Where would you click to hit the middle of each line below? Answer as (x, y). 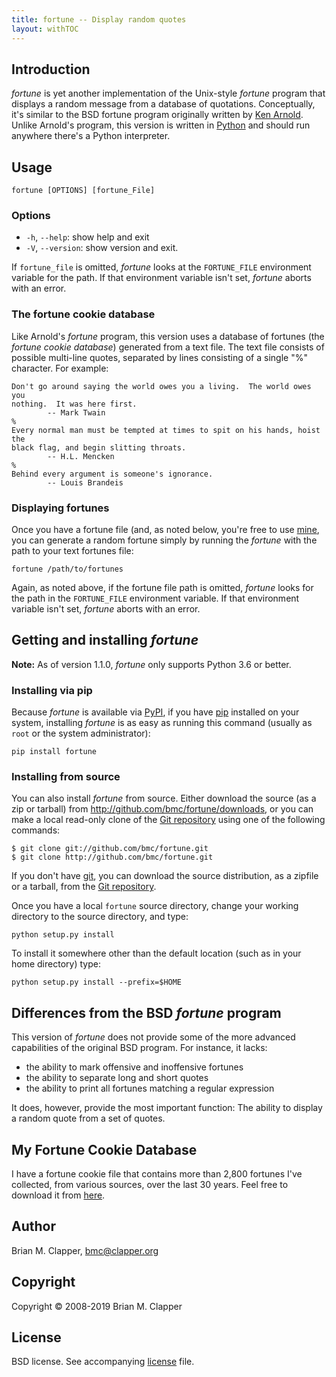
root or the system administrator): (81, 733)
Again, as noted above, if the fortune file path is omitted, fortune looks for (162, 588)
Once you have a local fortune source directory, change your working (155, 906)
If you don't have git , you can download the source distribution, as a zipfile (165, 876)
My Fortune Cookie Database (104, 1149)
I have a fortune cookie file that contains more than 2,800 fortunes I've (157, 1174)
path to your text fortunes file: (72, 551)
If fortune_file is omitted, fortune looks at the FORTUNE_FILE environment (161, 267)
